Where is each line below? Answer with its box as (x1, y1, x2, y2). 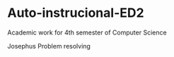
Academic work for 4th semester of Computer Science (7, 28, 168, 37)
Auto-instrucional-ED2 (7, 5, 144, 21)
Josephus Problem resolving (7, 42, 91, 50)
